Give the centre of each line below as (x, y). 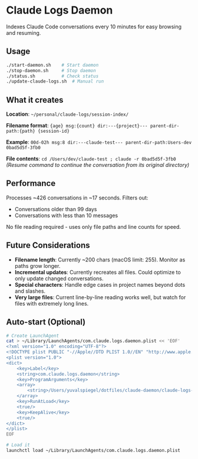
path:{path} (21, 131)
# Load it (18, 445)
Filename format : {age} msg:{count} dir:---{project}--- (77, 126)
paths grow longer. (37, 265)
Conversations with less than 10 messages (66, 215)
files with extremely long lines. (52, 303)
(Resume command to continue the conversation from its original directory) (98, 165)
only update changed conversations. (59, 278)
